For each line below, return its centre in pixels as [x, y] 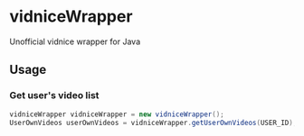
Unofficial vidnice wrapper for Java [75, 41]
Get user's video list [54, 95]
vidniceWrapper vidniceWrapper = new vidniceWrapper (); [117, 114]
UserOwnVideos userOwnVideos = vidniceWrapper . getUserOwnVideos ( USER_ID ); [153, 122]
